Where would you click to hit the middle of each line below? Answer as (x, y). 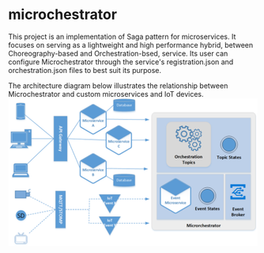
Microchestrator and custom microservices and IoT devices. (106, 94)
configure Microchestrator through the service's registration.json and (121, 62)
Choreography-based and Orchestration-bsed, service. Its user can (118, 53)
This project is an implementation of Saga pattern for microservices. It (122, 36)
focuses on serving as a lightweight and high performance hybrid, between (131, 44)
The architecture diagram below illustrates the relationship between (118, 86)
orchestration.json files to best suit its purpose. (85, 70)
